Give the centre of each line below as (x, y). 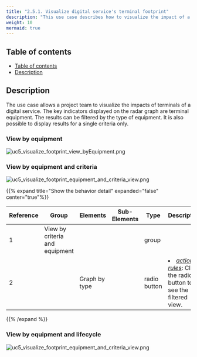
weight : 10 (19, 22)
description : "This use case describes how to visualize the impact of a (98, 17)
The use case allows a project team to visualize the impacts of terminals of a (98, 105)
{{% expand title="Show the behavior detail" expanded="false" (82, 191)
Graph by (92, 279)
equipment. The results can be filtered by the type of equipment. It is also (95, 117)
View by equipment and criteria (52, 167)
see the (178, 290)
